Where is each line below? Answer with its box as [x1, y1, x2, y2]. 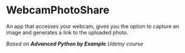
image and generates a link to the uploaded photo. [6, 29, 128, 36]
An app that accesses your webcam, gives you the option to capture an [6, 23, 180, 30]
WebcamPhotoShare [6, 3, 110, 17]
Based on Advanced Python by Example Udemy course [6, 40, 143, 47]
